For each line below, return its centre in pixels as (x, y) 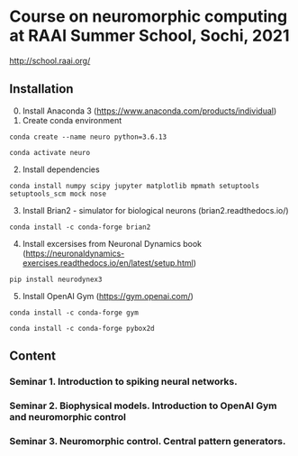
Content (33, 356)
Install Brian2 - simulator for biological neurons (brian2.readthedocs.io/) (156, 210)
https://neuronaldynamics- (75, 253)
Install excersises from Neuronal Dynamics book (112, 243)
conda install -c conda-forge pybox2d (82, 328)
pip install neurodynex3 (56, 279)
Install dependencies (61, 169)
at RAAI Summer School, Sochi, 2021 (149, 36)
